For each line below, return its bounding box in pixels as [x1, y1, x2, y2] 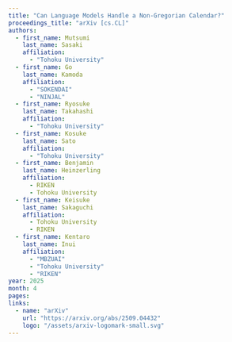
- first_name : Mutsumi [15, 33, 90, 42]
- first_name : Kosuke [15, 129, 87, 137]
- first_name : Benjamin [15, 159, 93, 167]
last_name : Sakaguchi [22, 203, 93, 211]
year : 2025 [8, 277, 44, 286]
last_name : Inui [22, 240, 77, 248]
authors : [8, 26, 37, 34]
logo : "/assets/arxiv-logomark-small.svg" [22, 321, 165, 329]
